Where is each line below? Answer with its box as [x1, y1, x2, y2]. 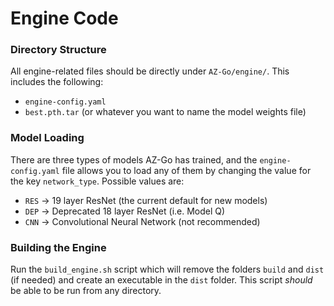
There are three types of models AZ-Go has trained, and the [10, 153, 258, 166]
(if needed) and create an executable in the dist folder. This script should [10, 274, 313, 286]
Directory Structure [10, 43, 107, 57]
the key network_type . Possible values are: [10, 175, 185, 187]
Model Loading [10, 131, 85, 145]
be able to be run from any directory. [10, 285, 162, 297]
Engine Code [10, 7, 119, 30]
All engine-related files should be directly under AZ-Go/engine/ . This [10, 65, 290, 77]
